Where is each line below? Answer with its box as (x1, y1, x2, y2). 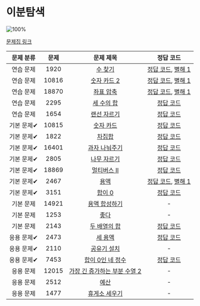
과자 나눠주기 (88, 143, 123, 152)
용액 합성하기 (88, 200, 123, 208)
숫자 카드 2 (90, 76, 121, 84)
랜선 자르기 (90, 110, 121, 118)
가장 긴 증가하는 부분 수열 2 (69, 267, 142, 275)
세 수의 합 (92, 99, 118, 107)
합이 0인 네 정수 (84, 255, 127, 264)
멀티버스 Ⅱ (91, 166, 119, 174)
